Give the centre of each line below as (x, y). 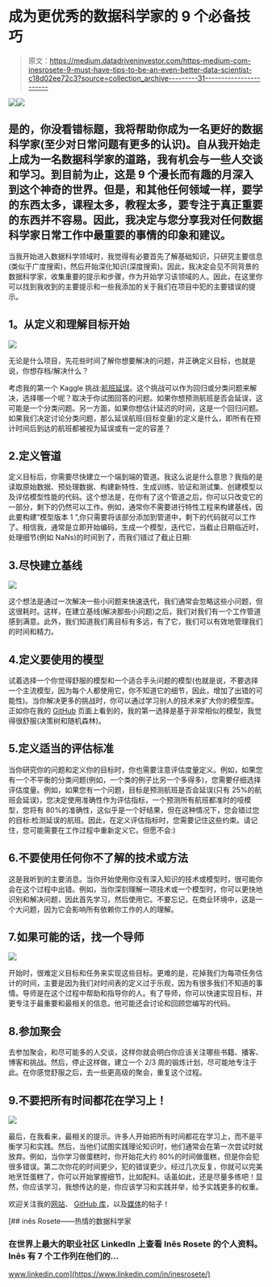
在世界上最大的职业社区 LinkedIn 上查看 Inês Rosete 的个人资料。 (136, 1243)
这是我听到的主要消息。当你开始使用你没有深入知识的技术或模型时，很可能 (132, 879)
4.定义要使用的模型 (56, 660)
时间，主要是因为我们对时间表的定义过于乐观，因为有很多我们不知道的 (139, 983)
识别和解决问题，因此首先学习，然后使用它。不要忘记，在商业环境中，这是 (132, 899)
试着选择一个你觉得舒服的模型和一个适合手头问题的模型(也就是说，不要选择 (134, 680)
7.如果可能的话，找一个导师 (76, 937)
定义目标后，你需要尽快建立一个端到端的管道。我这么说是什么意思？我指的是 (136, 477)
